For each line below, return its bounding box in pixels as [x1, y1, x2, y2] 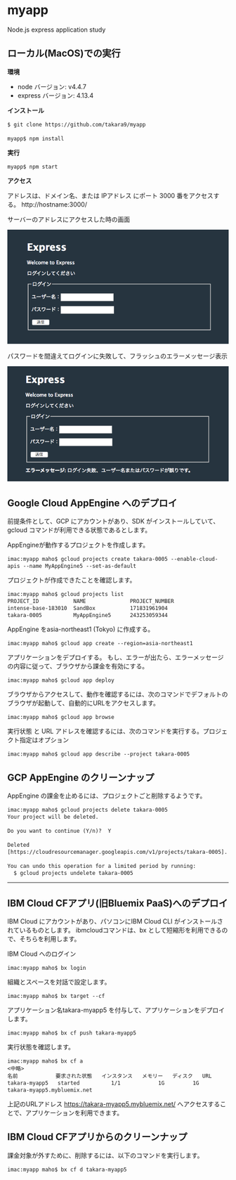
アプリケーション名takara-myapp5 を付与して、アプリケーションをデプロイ [7, 1006, 225, 1014]
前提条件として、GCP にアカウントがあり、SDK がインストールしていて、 [7, 517, 220, 526]
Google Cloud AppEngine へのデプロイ [7, 497, 178, 509]
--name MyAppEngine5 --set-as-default [22, 563, 137, 570]
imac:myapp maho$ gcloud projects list [7, 591, 124, 598]
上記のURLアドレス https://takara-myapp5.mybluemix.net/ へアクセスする [7, 1099, 221, 1108]
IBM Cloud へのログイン [7, 949, 77, 958]
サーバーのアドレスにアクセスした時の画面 [7, 215, 131, 223]
